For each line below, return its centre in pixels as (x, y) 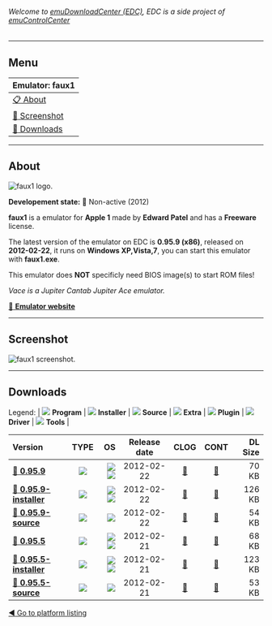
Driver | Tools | (39, 422)
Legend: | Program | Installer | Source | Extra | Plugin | (126, 412)
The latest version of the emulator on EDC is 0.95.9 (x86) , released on (126, 242)
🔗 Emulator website (42, 306)
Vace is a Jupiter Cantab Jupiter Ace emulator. (87, 290)
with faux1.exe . (34, 259)
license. (21, 226)
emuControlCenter (39, 19)
